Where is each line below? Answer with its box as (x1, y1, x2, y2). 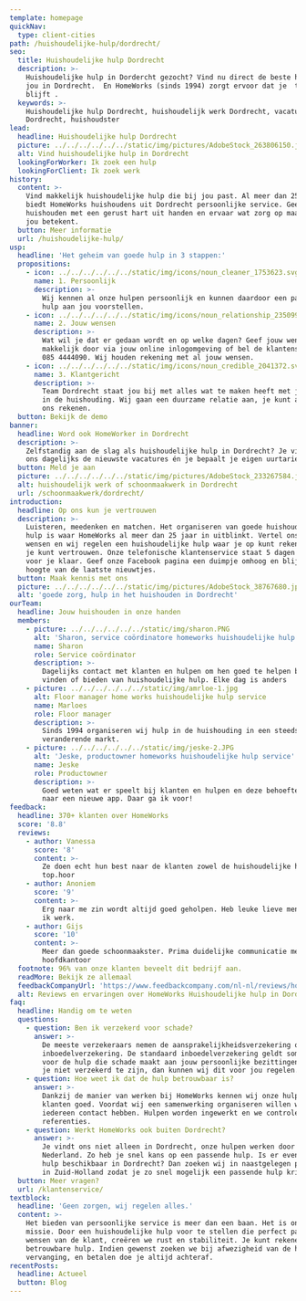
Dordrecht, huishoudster (25, 115, 120, 124)
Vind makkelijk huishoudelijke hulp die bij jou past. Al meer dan (25, 192, 287, 201)
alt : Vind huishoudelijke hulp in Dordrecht (17, 149, 189, 158)
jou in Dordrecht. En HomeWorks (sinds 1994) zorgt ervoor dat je (25, 81, 287, 90)
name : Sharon (33, 641, 84, 651)
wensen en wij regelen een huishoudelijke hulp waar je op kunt (25, 540, 275, 549)
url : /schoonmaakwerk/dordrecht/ (17, 488, 145, 498)
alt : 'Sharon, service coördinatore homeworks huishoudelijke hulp (33, 633, 296, 642)
